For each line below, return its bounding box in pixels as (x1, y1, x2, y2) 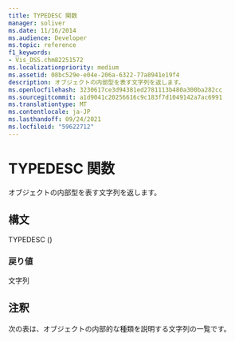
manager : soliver (8, 19, 66, 27)
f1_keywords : (8, 49, 52, 57)
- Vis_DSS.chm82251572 (8, 57, 84, 65)
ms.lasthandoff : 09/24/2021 (8, 116, 102, 123)
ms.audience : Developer (8, 33, 88, 42)
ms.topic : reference (8, 41, 77, 49)
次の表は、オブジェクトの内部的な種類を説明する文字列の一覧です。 (8, 323, 231, 333)
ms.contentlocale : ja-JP (8, 108, 91, 116)
